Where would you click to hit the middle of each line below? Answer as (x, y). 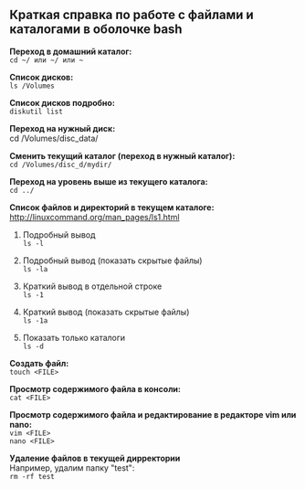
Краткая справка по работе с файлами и (131, 15)
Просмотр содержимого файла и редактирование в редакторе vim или (153, 414)
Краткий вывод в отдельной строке (92, 286)
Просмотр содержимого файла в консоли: (95, 388)
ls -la (35, 269)
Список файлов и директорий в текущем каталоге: (112, 207)
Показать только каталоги (74, 337)
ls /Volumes (32, 86)
